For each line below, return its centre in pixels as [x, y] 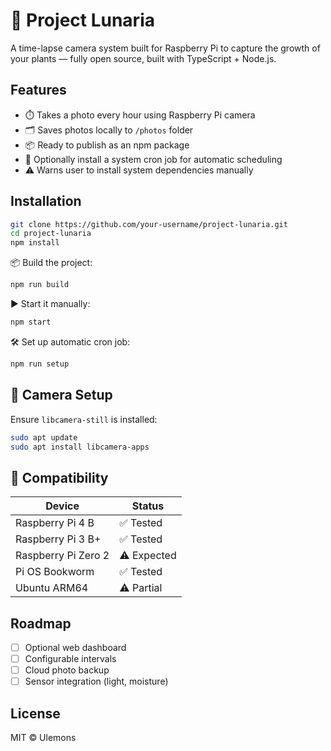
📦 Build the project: [51, 263]
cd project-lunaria [51, 234]
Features [38, 90]
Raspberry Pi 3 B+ [58, 539]
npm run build [40, 285]
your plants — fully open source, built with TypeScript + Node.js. [143, 58]
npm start [31, 322]
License [35, 713]
